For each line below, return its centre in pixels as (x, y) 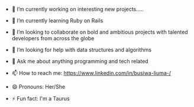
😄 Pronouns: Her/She (38, 87)
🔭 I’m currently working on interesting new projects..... (77, 9)
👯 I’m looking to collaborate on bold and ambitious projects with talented (100, 32)
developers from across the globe (53, 38)
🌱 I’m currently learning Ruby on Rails (57, 20)
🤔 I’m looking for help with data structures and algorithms (82, 50)
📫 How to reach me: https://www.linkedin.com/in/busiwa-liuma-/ (91, 73)
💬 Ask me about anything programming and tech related (80, 61)
